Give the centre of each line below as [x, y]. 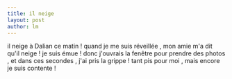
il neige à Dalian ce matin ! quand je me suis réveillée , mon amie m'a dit [110, 46]
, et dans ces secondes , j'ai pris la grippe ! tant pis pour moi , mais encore [114, 61]
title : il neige [31, 14]
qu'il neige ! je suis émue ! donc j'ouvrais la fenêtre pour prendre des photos [116, 53]
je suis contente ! [32, 68]
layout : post [26, 20]
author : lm [23, 26]
